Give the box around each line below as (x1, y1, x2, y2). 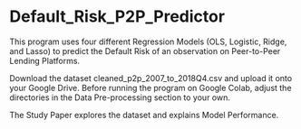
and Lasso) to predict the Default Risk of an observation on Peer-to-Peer (9, 45, 281, 56)
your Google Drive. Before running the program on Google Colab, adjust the (9, 82, 292, 93)
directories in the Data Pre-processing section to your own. (9, 92, 231, 103)
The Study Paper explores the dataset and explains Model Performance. (9, 109, 279, 120)
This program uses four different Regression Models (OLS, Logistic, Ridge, (9, 36, 287, 47)
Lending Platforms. (9, 55, 80, 66)
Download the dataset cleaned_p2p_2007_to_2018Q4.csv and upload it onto (9, 72, 293, 83)
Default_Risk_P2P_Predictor (9, 6, 225, 27)
